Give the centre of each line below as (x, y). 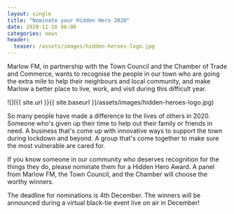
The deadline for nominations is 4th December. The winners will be (104, 195)
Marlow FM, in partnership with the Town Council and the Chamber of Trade (117, 66)
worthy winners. (30, 182)
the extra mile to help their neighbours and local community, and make (109, 81)
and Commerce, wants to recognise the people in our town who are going (113, 74)
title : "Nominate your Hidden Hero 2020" (69, 20)
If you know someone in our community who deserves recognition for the (113, 159)
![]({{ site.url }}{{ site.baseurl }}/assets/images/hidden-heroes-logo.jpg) (111, 102)
